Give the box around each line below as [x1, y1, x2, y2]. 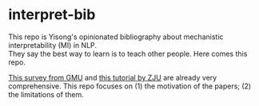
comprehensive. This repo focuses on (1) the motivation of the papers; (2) [8, 81, 252, 91]
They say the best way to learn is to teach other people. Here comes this [8, 49, 248, 58]
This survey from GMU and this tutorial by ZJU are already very [8, 73, 217, 82]
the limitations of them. [8, 89, 84, 99]
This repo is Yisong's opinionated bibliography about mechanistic [8, 32, 224, 41]
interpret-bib [8, 6, 96, 24]
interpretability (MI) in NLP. [8, 40, 98, 49]
